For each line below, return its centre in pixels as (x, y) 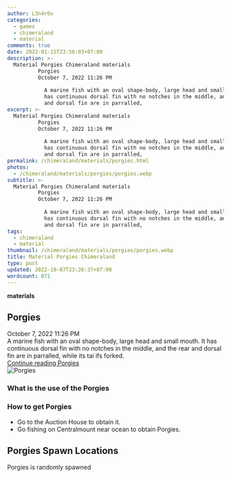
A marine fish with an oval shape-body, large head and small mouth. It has (112, 341)
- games (24, 26)
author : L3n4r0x (30, 13)
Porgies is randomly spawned (49, 467)
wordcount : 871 (29, 276)
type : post (23, 263)
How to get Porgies (40, 407)
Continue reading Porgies (43, 363)
